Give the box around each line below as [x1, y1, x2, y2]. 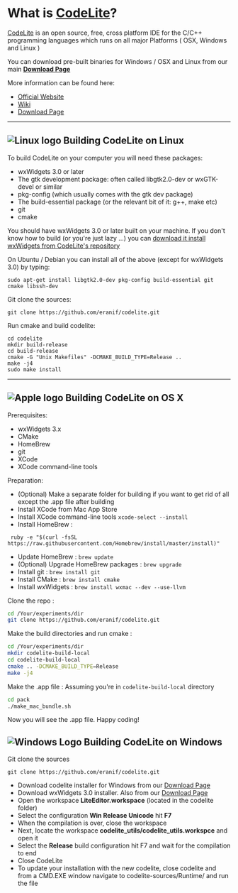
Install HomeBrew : [17, 520, 73, 528]
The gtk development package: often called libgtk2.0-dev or [17, 175, 193, 183]
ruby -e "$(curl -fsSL [10, 534, 78, 541]
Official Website [17, 92, 64, 101]
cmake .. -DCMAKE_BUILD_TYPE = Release [7, 662, 119, 670]
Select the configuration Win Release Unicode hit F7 [17, 811, 172, 820]
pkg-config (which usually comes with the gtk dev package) [17, 190, 193, 198]
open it [17, 834, 39, 843]
